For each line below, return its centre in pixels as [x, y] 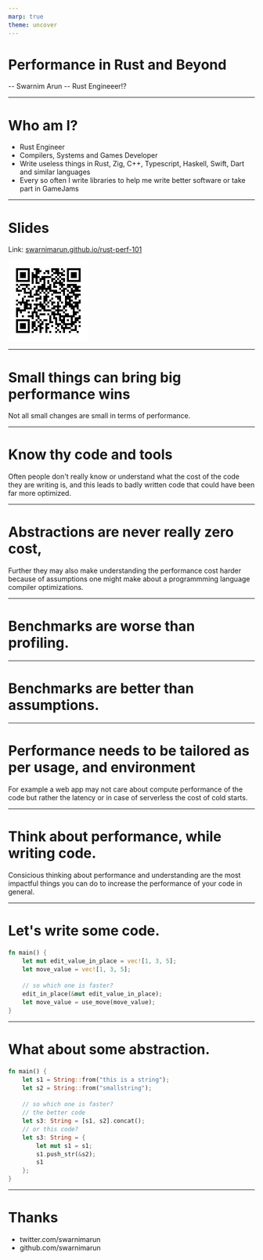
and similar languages [55, 172]
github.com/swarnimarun [60, 1247]
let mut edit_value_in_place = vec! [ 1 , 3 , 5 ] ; [99, 961]
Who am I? [43, 125]
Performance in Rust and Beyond [117, 65]
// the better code [54, 1113]
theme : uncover [33, 25]
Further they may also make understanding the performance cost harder [124, 571]
